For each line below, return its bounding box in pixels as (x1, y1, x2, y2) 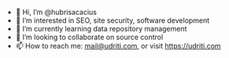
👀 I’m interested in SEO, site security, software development (15, 16, 210, 25)
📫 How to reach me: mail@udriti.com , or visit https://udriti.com (15, 42, 222, 50)
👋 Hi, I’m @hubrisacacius (15, 8, 97, 16)
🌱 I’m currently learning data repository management (15, 24, 187, 33)
